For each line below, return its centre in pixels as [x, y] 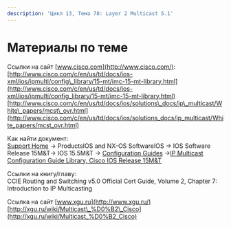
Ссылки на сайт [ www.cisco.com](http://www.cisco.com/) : [91, 67]
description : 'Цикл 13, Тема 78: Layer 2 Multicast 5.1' [90, 13]
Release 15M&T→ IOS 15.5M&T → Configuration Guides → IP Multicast [106, 153]
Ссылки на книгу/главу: [42, 173]
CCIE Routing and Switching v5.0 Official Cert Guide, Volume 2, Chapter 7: [112, 181]
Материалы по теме [68, 47]
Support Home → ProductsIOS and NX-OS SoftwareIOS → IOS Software [109, 146]
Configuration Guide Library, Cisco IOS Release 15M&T [85, 160]
